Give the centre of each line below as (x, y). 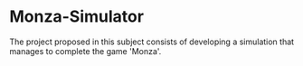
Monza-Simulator (77, 17)
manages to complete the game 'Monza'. (85, 51)
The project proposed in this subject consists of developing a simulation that (152, 42)
